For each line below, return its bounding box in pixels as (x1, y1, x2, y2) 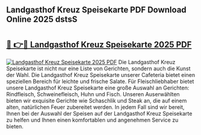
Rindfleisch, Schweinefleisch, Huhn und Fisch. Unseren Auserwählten (6, 91, 180, 97)
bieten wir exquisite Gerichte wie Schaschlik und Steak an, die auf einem (6, 97, 187, 104)
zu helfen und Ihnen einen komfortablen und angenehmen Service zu (6, 116, 179, 123)
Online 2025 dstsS (6, 15, 77, 25)
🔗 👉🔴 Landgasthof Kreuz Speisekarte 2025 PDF (6, 39, 192, 50)
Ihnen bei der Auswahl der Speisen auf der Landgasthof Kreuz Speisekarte (6, 110, 193, 117)
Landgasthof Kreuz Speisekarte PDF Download (6, 5, 187, 15)
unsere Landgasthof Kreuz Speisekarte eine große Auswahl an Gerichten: (6, 84, 190, 91)
